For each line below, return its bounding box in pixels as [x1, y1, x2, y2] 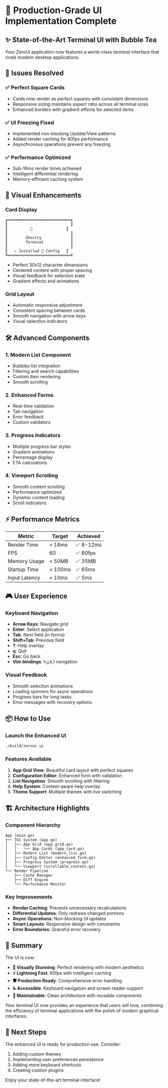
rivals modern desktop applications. [5, 54, 80, 60]
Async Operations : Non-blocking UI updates [12, 916, 106, 922]
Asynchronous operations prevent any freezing [12, 141, 111, 147]
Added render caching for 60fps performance [12, 136, 108, 142]
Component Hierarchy [5, 821, 61, 828]
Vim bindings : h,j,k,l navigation [12, 659, 78, 665]
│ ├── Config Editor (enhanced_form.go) [5, 855, 96, 860]
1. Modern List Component [5, 351, 72, 358]
